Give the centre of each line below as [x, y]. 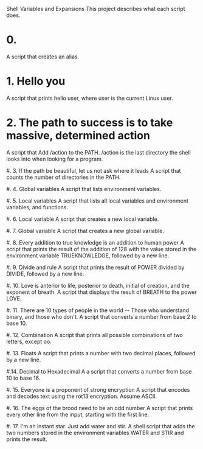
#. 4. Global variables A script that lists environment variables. [84, 189]
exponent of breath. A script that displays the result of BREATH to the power [102, 292]
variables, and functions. [37, 207]
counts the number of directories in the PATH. [64, 177]
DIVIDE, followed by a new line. [45, 274]
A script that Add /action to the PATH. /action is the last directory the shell [99, 152]
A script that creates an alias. [43, 57]
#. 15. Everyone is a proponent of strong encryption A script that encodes [98, 389]
